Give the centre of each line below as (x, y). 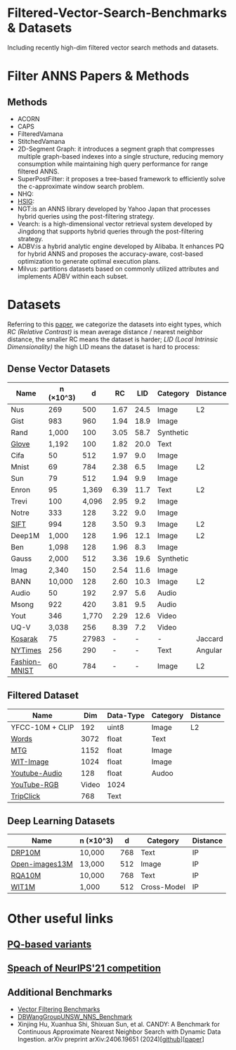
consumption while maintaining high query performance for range (113, 164)
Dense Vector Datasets (59, 369)
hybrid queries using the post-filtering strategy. (86, 216)
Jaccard (210, 638)
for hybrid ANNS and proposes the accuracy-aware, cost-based (110, 254)
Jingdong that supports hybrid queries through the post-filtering (110, 231)
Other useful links (60, 918)
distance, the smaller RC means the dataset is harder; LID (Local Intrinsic (113, 339)
